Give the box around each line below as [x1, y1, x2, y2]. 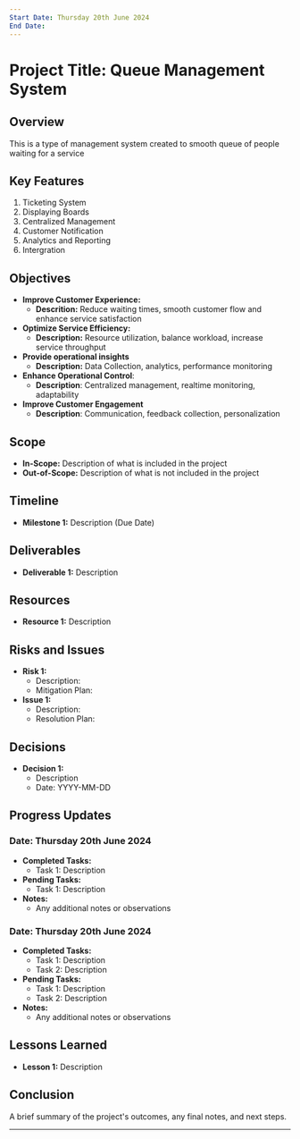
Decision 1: [21, 764, 64, 773]
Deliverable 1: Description [21, 567, 119, 578]
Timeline [9, 494, 60, 509]
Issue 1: [21, 695, 52, 705]
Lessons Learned [9, 1038, 107, 1053]
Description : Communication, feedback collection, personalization [35, 409, 281, 419]
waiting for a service [9, 148, 85, 158]
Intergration [21, 245, 65, 256]
